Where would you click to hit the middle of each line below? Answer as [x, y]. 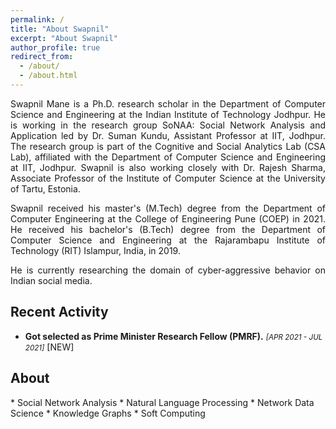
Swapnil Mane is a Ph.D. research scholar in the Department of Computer [168, 103]
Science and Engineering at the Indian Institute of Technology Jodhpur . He [168, 114]
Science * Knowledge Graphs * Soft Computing [108, 413]
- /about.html [48, 76]
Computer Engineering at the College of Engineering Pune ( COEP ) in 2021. [168, 218]
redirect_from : [42, 57]
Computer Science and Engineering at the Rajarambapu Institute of [168, 240]
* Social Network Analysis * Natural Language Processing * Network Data [162, 402]
